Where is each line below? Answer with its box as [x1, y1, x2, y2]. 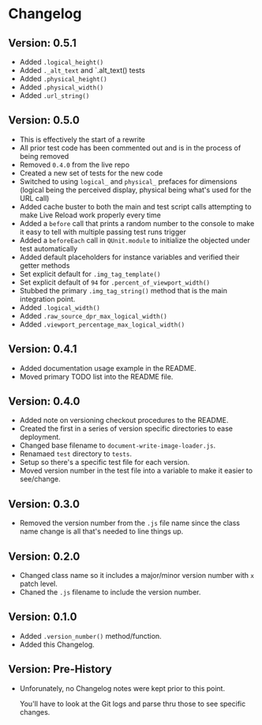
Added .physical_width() [19, 82, 104, 92]
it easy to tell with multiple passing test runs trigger [19, 227, 187, 236]
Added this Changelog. [19, 640, 95, 649]
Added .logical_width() [19, 302, 100, 312]
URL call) [19, 193, 50, 202]
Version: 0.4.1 [8, 342, 77, 356]
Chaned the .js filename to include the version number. [19, 587, 201, 597]
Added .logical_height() [19, 57, 104, 66]
